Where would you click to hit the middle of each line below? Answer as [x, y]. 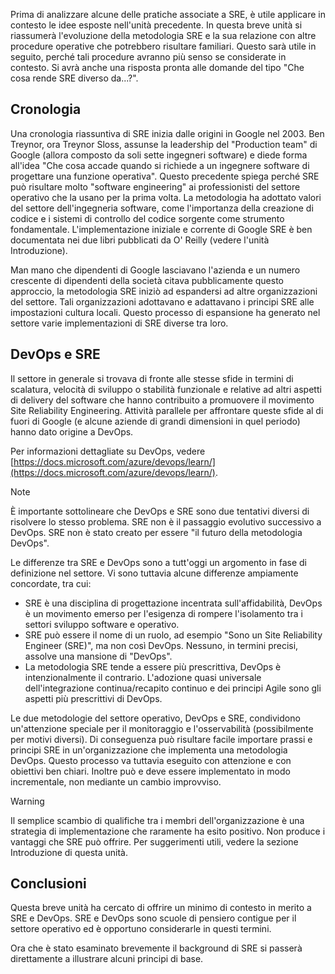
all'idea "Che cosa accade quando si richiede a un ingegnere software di [160, 165]
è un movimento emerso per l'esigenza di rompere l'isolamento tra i [163, 613]
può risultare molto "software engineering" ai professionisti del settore [155, 186]
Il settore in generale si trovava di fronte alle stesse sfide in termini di [152, 378]
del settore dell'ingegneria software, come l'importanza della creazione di [162, 208]
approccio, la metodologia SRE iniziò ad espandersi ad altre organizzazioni [164, 291]
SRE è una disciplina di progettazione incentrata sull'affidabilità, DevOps [173, 603]
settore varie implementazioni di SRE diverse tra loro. [119, 323]
